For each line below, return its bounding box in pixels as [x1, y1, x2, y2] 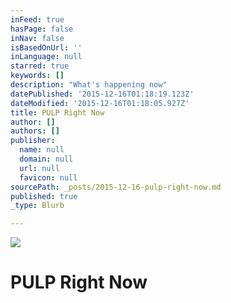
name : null [19, 145, 65, 155]
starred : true [10, 61, 70, 71]
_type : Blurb [10, 201, 65, 211]
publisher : [10, 136, 56, 146]
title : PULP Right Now [10, 107, 105, 118]
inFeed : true [10, 14, 65, 25]
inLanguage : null [10, 52, 83, 62]
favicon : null [19, 172, 78, 183]
